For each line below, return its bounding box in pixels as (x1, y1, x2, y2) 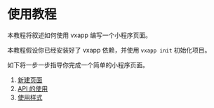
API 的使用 (17, 84, 48, 93)
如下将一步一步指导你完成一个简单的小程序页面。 (7, 60, 149, 69)
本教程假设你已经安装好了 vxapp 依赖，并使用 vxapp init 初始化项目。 (7, 46, 211, 54)
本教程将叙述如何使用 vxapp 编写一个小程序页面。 (7, 31, 152, 39)
